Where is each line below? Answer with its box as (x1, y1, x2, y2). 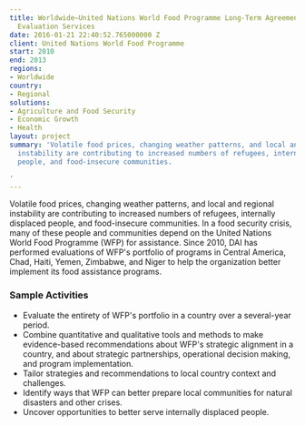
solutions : (9, 97, 51, 107)
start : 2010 (9, 47, 54, 56)
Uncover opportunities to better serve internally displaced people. (22, 406, 270, 417)
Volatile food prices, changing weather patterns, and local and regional (9, 198, 275, 209)
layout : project (9, 132, 71, 141)
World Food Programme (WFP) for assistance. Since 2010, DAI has (9, 238, 259, 248)
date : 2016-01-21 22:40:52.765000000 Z (9, 30, 161, 39)
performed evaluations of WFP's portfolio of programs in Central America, (9, 247, 286, 258)
